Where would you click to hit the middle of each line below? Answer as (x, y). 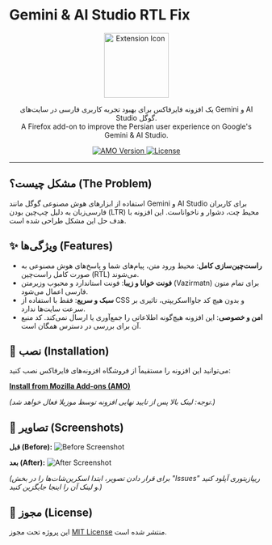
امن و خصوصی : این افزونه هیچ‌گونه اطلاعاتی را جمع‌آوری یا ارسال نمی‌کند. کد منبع (142, 317)
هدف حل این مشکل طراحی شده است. (68, 220)
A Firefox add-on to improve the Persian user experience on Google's (136, 126)
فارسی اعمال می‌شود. (54, 291)
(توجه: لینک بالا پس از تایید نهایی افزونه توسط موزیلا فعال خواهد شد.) (113, 402)
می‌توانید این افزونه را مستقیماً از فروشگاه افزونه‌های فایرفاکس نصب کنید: (120, 371)
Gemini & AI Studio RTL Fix (100, 15)
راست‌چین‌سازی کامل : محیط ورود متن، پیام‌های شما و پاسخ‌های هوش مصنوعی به (141, 266)
